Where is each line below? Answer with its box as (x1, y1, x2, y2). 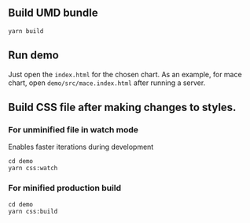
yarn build (8, 27, 44, 35)
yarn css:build (8, 207, 58, 215)
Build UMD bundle (8, 6, 98, 20)
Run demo (8, 49, 59, 62)
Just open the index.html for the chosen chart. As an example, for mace (8, 69, 242, 79)
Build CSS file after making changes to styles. (8, 101, 237, 114)
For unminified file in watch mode (8, 124, 139, 135)
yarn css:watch (8, 165, 58, 173)
